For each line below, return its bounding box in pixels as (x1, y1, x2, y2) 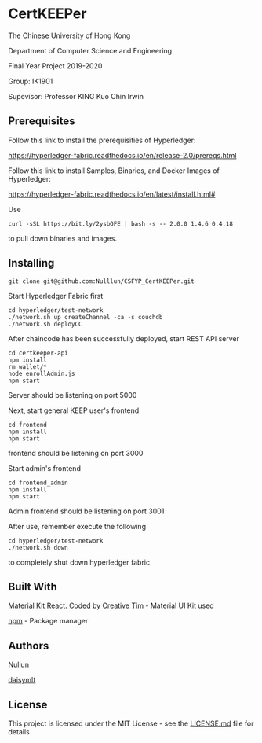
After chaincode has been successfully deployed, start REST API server (8, 333, 240, 343)
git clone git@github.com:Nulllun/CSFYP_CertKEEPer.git (8, 277, 195, 285)
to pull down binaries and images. (8, 234, 118, 243)
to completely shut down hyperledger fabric (8, 557, 151, 567)
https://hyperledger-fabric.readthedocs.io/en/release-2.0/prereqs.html (8, 150, 237, 160)
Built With (8, 579, 57, 594)
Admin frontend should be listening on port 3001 (8, 506, 165, 516)
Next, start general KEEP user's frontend (8, 406, 140, 415)
